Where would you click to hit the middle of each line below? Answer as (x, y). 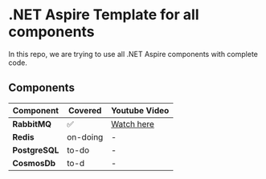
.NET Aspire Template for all (104, 15)
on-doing (85, 136)
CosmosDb (34, 163)
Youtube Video (140, 110)
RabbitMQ (32, 124)
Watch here (133, 124)
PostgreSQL (36, 150)
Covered (85, 110)
